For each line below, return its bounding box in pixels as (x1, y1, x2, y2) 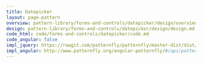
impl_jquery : (6, 43, 39, 49)
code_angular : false (6, 37, 58, 43)
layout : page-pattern (6, 14, 61, 20)
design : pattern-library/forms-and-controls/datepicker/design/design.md (6, 25, 195, 32)
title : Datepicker (6, 8, 52, 15)
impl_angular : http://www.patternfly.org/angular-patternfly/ (6, 48, 165, 54)
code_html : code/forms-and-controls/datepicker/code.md (6, 31, 149, 37)
